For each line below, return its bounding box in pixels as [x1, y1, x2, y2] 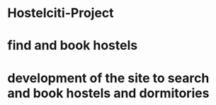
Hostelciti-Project [7, 5, 115, 21]
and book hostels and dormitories [7, 85, 210, 101]
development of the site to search [7, 70, 210, 86]
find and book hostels [7, 38, 138, 54]
